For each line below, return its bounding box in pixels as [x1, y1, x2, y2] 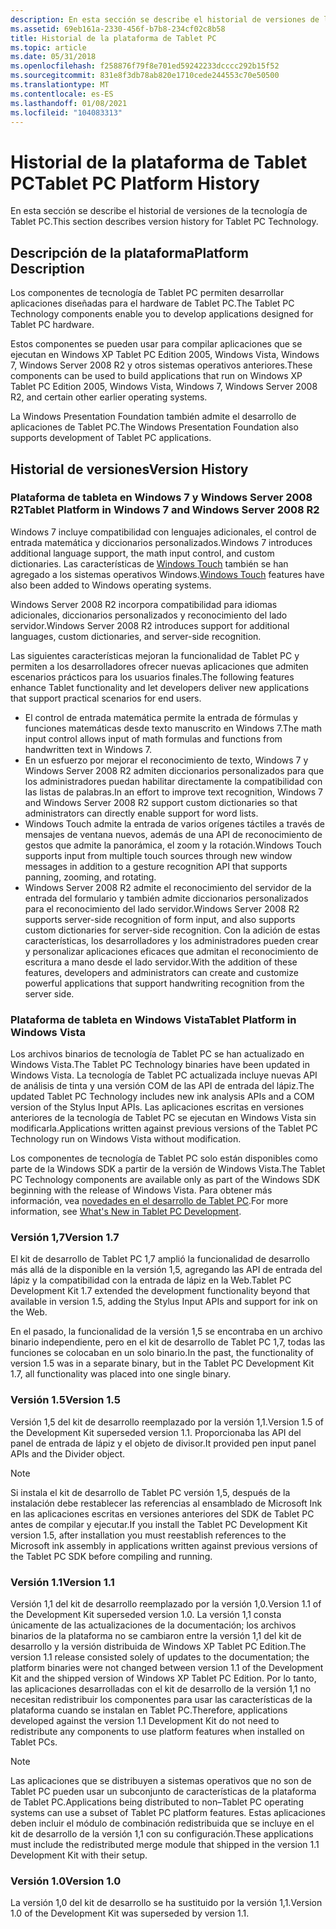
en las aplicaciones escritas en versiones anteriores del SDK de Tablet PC [10, 1507, 315, 1520]
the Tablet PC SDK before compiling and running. [10, 1550, 213, 1562]
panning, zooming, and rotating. [24, 871, 157, 883]
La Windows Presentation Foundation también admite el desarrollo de [10, 411, 297, 423]
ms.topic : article [10, 42, 87, 53]
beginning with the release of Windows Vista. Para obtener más [10, 1184, 273, 1196]
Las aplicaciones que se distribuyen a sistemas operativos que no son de [10, 1775, 312, 1786]
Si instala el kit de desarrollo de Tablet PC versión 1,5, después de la [10, 1486, 291, 1498]
